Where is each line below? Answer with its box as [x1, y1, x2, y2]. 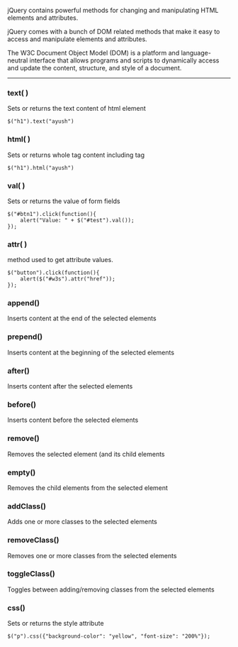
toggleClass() [7, 569, 55, 579]
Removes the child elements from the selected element [7, 483, 169, 492]
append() [7, 298, 40, 308]
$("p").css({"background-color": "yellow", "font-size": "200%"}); [7, 633, 211, 640]
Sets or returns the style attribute [7, 619, 104, 628]
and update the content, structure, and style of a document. [7, 64, 182, 72]
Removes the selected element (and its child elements [7, 450, 165, 458]
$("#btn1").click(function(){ [7, 210, 97, 217]
